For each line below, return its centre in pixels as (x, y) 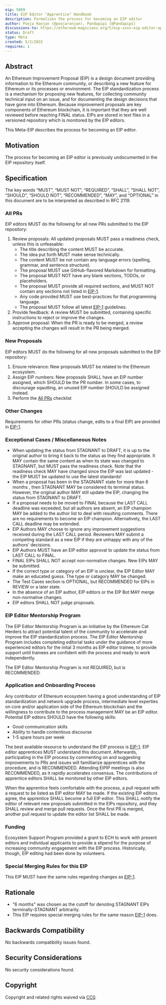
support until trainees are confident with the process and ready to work (78, 652)
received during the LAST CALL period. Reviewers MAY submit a (78, 535)
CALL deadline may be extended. (46, 524)
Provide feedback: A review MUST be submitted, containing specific (82, 312)
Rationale (20, 892)
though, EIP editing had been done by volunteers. (55, 853)
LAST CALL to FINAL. (34, 555)
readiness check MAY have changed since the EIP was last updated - (83, 471)
